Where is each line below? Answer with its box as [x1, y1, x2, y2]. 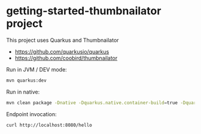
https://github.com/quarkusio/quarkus [14, 48, 109, 55]
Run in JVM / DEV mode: [6, 66, 67, 73]
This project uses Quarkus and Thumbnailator [6, 36, 119, 43]
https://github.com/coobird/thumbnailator [14, 54, 118, 61]
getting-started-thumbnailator [6, 4, 162, 18]
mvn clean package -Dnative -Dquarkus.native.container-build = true [6, 99, 178, 105]
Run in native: [6, 88, 40, 95]
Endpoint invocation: [6, 110, 57, 117]
